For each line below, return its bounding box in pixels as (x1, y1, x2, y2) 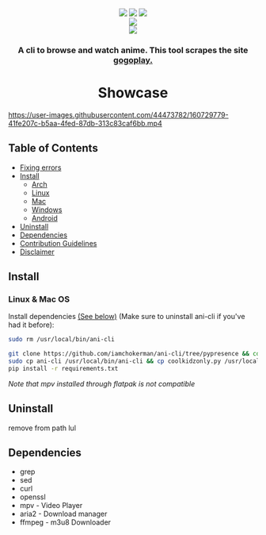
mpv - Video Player (19, 501, 83, 510)
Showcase (97, 84, 169, 102)
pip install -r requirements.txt (8, 364, 119, 372)
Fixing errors (19, 163, 62, 172)
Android (31, 213, 58, 222)
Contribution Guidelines (19, 238, 97, 248)
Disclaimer (19, 247, 55, 256)
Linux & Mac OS (8, 294, 70, 305)
